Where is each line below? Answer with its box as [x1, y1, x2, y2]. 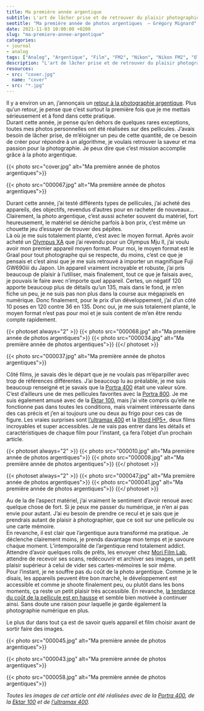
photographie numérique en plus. [6, 607, 90, 614]
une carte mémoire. [6, 523, 56, 530]
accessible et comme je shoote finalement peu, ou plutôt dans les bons [6, 581, 185, 588]
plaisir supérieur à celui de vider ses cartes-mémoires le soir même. [6, 562, 177, 568]
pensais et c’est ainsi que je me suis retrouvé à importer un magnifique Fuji [6, 258, 193, 265]
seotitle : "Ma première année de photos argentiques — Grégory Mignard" [6, 20, 197, 26]
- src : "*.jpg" [6, 83, 45, 89]
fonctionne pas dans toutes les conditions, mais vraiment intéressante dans [6, 403, 195, 410]
